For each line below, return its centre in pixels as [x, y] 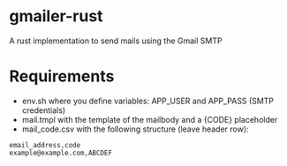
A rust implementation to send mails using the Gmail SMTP [116, 41]
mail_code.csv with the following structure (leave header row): [135, 129]
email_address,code [45, 145]
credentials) [44, 110]
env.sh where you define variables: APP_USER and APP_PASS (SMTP [148, 101]
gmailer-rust [56, 16]
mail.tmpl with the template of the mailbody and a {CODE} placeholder [150, 119]
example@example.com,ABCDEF [61, 153]
